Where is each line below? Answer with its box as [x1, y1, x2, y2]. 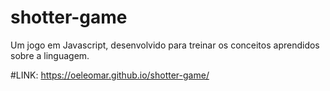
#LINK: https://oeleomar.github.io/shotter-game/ [10, 69, 210, 81]
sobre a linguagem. [10, 49, 90, 61]
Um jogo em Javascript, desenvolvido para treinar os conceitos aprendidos [10, 39, 320, 51]
